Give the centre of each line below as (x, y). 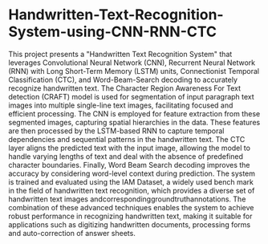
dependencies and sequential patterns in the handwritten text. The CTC (127, 139)
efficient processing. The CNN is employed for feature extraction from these (134, 113)
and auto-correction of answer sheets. (72, 233)
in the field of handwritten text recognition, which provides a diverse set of (132, 190)
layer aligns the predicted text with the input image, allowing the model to (130, 148)
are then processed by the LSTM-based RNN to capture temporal (116, 131)
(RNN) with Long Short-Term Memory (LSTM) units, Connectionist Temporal (134, 71)
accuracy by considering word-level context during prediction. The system (132, 173)
